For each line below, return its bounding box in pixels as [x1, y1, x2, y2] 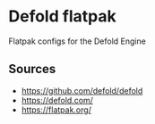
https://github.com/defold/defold [21, 85, 143, 95]
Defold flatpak [8, 6, 117, 27]
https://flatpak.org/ [21, 104, 91, 115]
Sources [8, 62, 56, 77]
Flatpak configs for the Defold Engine [8, 36, 147, 46]
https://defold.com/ [21, 95, 93, 105]
